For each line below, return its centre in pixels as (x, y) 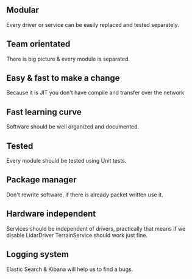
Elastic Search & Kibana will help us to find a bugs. (70, 269)
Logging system (37, 254)
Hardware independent (51, 214)
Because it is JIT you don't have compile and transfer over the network (95, 93)
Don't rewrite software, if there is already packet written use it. (85, 195)
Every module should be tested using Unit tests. (66, 161)
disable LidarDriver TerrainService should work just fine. (77, 235)
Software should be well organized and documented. (73, 127)
